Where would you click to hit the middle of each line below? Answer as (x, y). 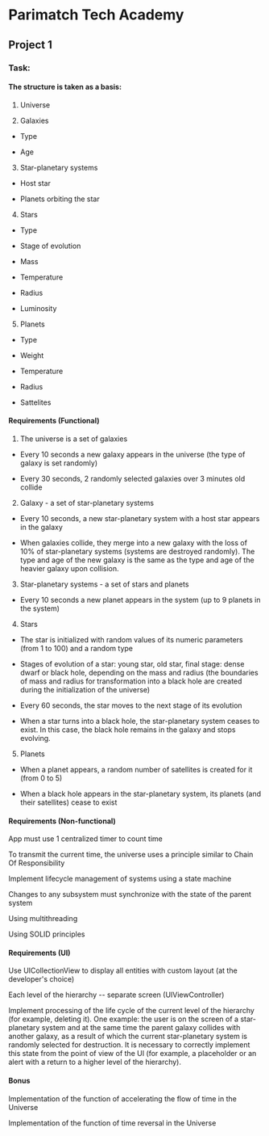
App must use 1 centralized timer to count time (85, 839)
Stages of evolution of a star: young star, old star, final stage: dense (132, 663)
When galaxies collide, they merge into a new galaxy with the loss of (134, 542)
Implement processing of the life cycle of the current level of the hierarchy (132, 1011)
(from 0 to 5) (41, 778)
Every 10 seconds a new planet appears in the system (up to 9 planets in (140, 600)
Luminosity (38, 308)
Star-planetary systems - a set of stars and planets (104, 584)
